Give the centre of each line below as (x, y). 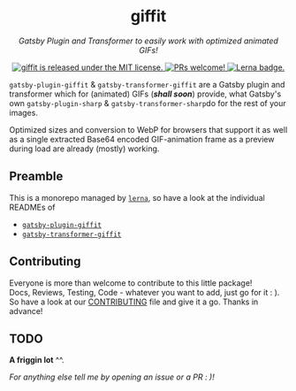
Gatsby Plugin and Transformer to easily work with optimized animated (148, 41)
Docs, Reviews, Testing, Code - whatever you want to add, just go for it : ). (144, 292)
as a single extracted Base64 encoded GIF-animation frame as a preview (142, 139)
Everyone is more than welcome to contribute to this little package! (131, 283)
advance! (26, 310)
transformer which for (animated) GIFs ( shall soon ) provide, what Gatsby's (145, 94)
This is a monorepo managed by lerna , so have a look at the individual (137, 197)
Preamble (36, 176)
